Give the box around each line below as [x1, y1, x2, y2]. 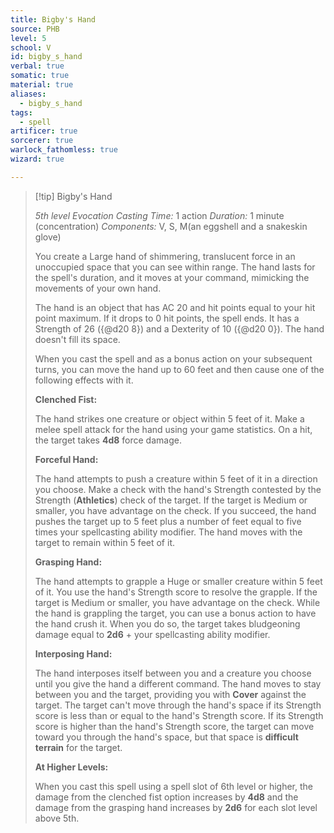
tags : [10, 107, 33, 118]
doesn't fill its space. [34, 333, 121, 345]
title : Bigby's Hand [10, 14, 97, 25]
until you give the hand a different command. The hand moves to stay [34, 677, 322, 690]
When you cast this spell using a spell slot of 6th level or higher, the [34, 780, 313, 792]
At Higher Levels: [34, 761, 109, 773]
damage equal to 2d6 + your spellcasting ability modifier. [34, 628, 271, 640]
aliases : [10, 89, 47, 99]
